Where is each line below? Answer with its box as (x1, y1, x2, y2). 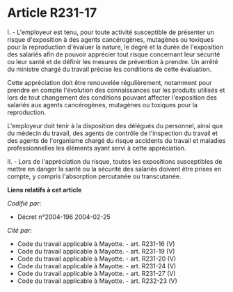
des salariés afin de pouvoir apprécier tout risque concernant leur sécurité (7, 50, 220, 59)
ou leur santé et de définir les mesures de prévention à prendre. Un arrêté (7, 57, 218, 66)
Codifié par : (7, 199, 42, 207)
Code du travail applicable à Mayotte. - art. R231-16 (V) (17, 239, 175, 248)
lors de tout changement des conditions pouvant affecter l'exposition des (7, 93, 217, 102)
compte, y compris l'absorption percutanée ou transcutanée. (7, 172, 182, 180)
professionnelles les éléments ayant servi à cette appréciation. (7, 144, 186, 152)
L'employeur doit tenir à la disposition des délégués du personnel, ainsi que (7, 121, 224, 130)
